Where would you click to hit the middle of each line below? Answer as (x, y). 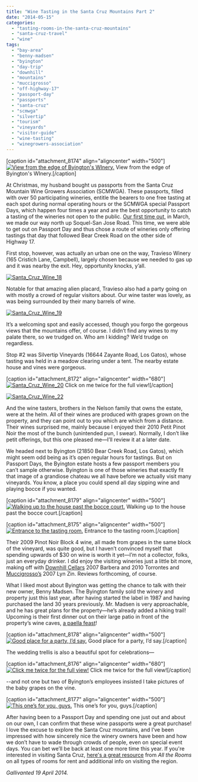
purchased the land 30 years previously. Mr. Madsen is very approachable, (98, 604)
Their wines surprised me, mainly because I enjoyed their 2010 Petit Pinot (96, 427)
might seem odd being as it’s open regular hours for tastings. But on (89, 457)
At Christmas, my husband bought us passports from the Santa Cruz (90, 185)
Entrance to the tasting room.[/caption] (132, 531)
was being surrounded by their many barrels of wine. (71, 301)
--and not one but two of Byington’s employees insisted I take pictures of (95, 681)
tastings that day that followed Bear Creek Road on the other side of (89, 235)
